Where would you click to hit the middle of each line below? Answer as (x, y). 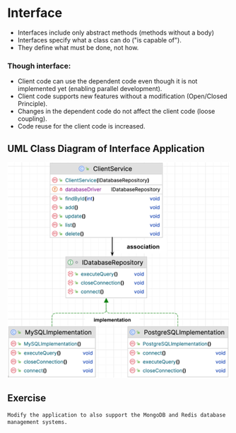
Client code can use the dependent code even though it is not (107, 81)
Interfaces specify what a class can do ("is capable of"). (99, 40)
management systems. (38, 422)
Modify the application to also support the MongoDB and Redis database (117, 415)
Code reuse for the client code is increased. (81, 126)
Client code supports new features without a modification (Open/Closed (122, 96)
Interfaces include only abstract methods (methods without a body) (116, 32)
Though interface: (39, 66)
